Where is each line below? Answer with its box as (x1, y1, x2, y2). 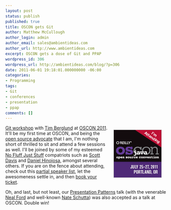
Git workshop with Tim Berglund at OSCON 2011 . (5, 125, 108, 131)
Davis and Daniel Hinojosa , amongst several (5, 157, 98, 164)
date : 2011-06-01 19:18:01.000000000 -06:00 (5, 67, 102, 72)
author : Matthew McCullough (5, 30, 65, 35)
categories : (5, 73, 31, 78)
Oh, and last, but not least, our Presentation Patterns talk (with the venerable (5, 189, 166, 195)
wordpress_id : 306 (5, 57, 44, 62)
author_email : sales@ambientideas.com (5, 41, 88, 46)
